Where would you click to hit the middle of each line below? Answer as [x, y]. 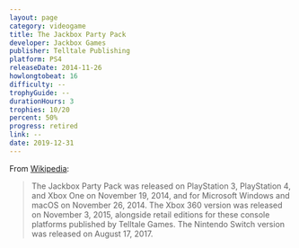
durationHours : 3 [42, 101]
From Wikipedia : [40, 168]
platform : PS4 [36, 59]
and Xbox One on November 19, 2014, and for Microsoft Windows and [160, 195]
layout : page [34, 18]
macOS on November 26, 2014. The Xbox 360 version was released [157, 205]
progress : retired [44, 127]
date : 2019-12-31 [42, 143]
